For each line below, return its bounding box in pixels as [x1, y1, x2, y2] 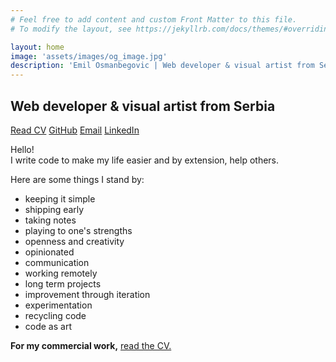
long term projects [24, 277, 102, 290]
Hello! [10, 143, 35, 155]
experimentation [24, 299, 93, 311]
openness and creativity [24, 235, 125, 247]
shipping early [24, 203, 85, 215]
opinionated [24, 246, 75, 258]
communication [24, 256, 90, 268]
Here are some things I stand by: [10, 173, 145, 185]
